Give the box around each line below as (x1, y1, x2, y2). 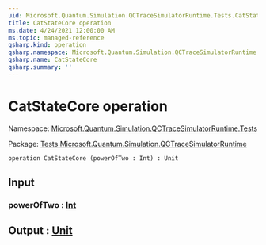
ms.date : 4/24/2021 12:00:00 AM (8, 26, 115, 34)
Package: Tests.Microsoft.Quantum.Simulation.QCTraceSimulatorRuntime (8, 139, 247, 148)
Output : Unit (8, 224, 73, 238)
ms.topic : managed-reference (8, 33, 104, 42)
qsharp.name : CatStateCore (8, 56, 97, 64)
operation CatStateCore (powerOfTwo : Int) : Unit (8, 154, 179, 163)
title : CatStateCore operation (8, 19, 112, 27)
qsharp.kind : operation (8, 41, 87, 49)
